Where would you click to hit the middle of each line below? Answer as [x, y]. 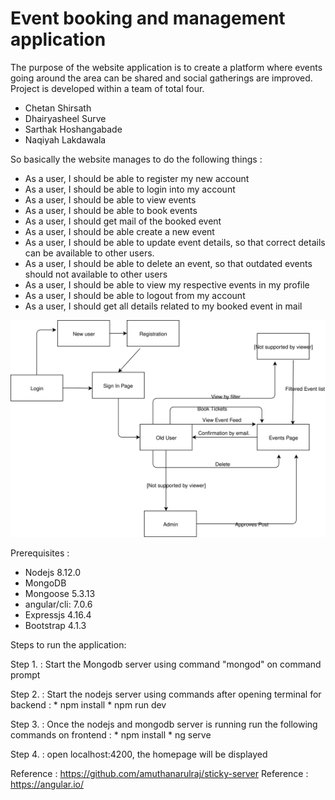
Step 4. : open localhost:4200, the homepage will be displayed [139, 754]
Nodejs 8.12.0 [53, 573]
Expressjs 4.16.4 [58, 615]
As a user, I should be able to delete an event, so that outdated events [168, 263]
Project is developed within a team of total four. [107, 88]
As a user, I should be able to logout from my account [135, 295]
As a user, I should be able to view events [110, 199]
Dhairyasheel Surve [65, 118]
